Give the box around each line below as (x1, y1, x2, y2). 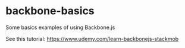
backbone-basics (5, 4, 95, 18)
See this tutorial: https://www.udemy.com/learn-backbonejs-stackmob (5, 35, 179, 42)
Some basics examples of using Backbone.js (5, 24, 115, 31)
